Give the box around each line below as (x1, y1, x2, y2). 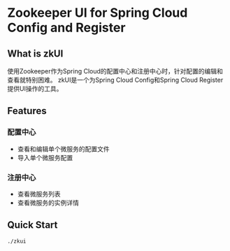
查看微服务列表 (17, 189, 61, 198)
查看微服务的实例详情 (17, 198, 79, 207)
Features (7, 105, 47, 117)
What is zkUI (7, 48, 64, 59)
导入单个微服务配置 (17, 153, 73, 162)
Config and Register (7, 20, 126, 36)
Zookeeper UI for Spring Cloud (7, 5, 188, 21)
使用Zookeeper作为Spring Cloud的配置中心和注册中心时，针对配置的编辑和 (7, 67, 224, 75)
